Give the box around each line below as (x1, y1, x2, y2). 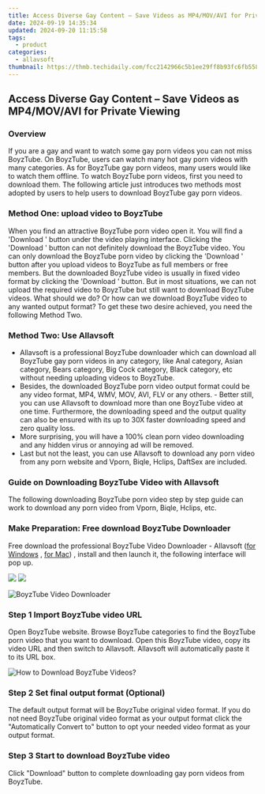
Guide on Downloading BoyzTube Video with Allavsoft (8, 476, 219, 487)
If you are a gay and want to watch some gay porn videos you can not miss (8, 146, 252, 156)
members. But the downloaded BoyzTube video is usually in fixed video (8, 268, 241, 278)
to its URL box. (8, 652, 56, 661)
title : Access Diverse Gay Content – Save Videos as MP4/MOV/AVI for (8, 11, 242, 20)
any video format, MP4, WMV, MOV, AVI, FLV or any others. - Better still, (19, 390, 254, 399)
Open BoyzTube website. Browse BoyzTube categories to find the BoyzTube (8, 626, 256, 637)
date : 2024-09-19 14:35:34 (8, 19, 97, 27)
